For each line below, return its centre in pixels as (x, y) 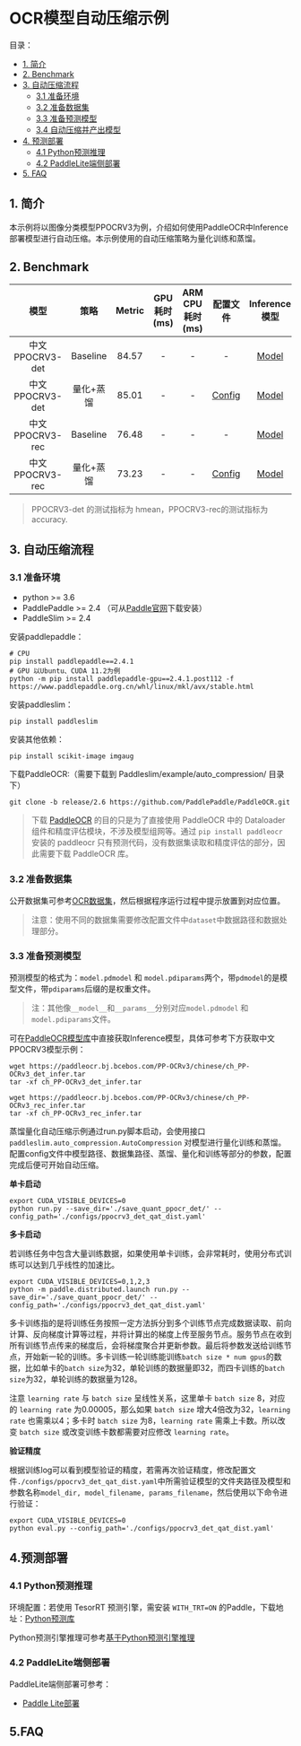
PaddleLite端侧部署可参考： (60, 1684)
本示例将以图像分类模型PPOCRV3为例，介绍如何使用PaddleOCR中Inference (149, 227)
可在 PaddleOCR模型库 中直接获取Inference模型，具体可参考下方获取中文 (142, 1038)
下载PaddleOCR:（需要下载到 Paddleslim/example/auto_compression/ (138, 774)
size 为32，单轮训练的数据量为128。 (76, 1379)
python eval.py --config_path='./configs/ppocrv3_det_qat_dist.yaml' (142, 1528)
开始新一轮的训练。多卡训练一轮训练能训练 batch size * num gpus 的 (150, 1357)
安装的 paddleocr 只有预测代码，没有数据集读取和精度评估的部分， (154, 842)
